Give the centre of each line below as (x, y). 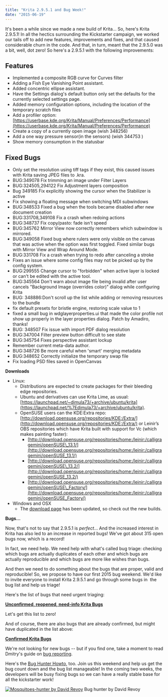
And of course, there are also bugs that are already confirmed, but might (80, 624)
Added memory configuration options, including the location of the (81, 105)
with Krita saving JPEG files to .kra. (49, 175)
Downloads (17, 371)
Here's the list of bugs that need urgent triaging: (55, 595)
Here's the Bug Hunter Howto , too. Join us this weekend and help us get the (84, 664)
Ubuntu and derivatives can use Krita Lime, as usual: (74, 397)
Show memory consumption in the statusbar (58, 142)
